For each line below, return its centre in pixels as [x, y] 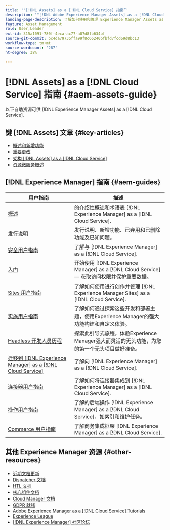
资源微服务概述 [28, 165]
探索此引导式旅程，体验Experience [116, 333]
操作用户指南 [23, 410]
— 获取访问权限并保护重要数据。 [113, 277]
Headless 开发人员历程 [35, 341]
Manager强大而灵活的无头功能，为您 [118, 341]
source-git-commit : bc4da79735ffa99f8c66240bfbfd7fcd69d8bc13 [72, 39]
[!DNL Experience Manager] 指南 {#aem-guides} [83, 182]
